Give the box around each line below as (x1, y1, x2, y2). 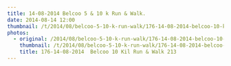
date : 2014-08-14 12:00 (7, 16, 76, 23)
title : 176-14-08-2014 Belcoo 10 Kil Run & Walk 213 (19, 49, 177, 56)
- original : (13, 36, 48, 43)
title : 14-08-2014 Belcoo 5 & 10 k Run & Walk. (7, 10, 146, 17)
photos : (7, 29, 30, 36)
